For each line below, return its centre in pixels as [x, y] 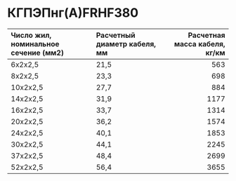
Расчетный [116, 35]
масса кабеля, [200, 43]
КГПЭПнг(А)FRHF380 [73, 13]
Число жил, [31, 35]
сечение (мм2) [38, 53]
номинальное [35, 43]
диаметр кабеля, [126, 43]
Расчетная [206, 35]
